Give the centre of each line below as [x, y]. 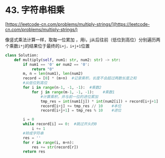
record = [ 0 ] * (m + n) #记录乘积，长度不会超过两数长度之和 [80, 78]
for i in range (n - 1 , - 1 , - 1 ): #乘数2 [62, 88]
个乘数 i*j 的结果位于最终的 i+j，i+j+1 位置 [48, 46]
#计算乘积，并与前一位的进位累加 [69, 97]
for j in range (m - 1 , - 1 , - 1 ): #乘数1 [73, 92]
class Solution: [22, 55]
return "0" [43, 69]
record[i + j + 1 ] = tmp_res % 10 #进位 [81, 110]
